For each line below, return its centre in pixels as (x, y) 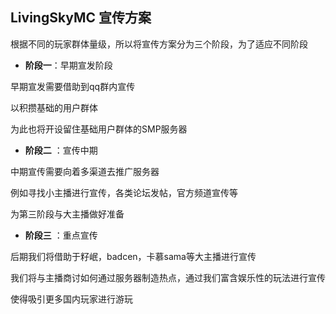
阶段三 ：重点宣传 (61, 235)
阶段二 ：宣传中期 (61, 150)
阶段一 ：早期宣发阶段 (68, 65)
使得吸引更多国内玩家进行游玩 (71, 299)
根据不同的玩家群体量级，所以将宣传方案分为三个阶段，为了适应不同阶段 (159, 44)
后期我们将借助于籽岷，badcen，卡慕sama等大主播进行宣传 (133, 256)
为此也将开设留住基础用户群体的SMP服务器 (99, 129)
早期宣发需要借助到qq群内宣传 (73, 86)
